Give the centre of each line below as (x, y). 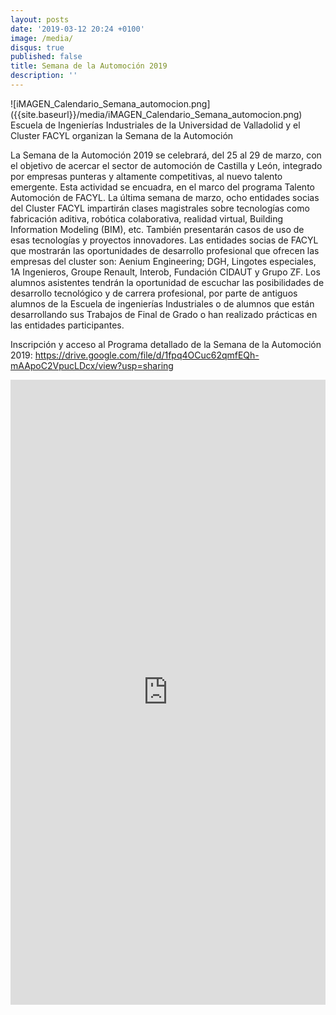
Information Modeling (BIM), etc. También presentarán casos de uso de (157, 229)
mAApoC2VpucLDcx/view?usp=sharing (92, 365)
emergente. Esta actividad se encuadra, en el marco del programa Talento (162, 187)
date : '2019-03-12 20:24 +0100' (77, 29)
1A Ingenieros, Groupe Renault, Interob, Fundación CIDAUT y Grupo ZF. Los (165, 272)
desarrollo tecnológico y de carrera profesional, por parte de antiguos (154, 293)
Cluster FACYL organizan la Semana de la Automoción (122, 135)
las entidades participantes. (67, 325)
